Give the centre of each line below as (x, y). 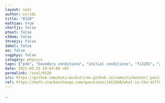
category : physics (24, 60)
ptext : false (18, 32)
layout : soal (18, 10)
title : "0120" (20, 19)
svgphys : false (21, 55)
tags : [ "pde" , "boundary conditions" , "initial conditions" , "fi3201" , (80, 64)
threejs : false (21, 41)
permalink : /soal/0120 (28, 73)
